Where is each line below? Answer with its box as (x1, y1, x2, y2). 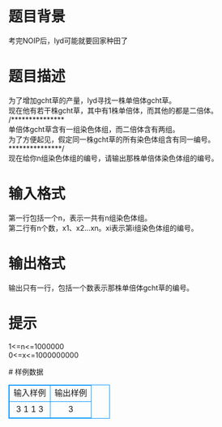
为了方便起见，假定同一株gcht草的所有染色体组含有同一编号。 (8, 135, 216, 144)
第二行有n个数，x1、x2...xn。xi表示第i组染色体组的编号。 (8, 223, 199, 233)
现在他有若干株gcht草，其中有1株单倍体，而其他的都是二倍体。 (8, 105, 219, 115)
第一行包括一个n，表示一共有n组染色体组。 (8, 212, 152, 223)
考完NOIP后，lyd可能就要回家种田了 (8, 36, 128, 45)
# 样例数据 (8, 366, 44, 377)
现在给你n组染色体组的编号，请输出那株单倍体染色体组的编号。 (8, 153, 219, 163)
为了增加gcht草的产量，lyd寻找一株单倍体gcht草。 (8, 95, 177, 105)
